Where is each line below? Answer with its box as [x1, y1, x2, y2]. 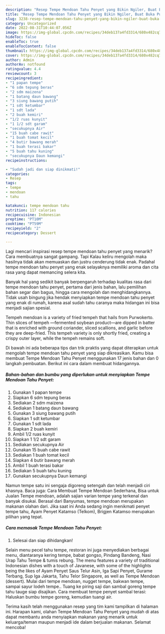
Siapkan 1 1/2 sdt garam [12, 436, 61, 442]
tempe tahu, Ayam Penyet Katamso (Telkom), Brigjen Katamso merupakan [5, 508, 155, 514]
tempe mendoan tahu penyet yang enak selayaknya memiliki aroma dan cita [5, 264, 159, 270]
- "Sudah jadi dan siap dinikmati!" [5, 167, 80, 172]
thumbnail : [5, 48, 28, 53]
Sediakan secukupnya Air [12, 441, 64, 447]
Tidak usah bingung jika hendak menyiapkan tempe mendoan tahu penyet [5, 294, 155, 300]
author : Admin [5, 58, 35, 62]
